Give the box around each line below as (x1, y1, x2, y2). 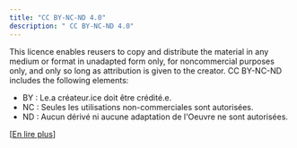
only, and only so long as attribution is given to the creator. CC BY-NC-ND (9, 65, 283, 76)
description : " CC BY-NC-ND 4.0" (9, 22, 135, 30)
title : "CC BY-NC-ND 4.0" (9, 13, 106, 22)
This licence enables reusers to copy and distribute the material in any (9, 46, 269, 57)
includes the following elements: (9, 74, 129, 85)
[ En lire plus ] (9, 128, 57, 139)
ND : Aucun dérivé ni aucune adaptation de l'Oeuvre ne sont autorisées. (22, 111, 289, 122)
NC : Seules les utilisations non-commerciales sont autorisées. (22, 101, 254, 112)
